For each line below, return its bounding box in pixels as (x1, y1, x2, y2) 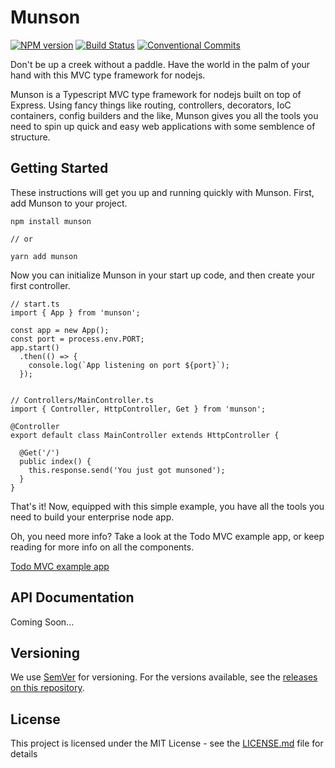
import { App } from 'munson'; (10, 307, 141, 318)
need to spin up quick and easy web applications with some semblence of (10, 120, 316, 132)
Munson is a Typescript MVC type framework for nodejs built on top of (10, 88, 302, 100)
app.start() (10, 342, 60, 353)
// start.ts (10, 299, 60, 309)
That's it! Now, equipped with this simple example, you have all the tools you (10, 500, 325, 512)
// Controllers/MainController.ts (10, 395, 155, 405)
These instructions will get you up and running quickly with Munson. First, (10, 186, 315, 198)
